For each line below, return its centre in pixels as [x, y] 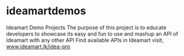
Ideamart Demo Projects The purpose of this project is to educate [86, 27]
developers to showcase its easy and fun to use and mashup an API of [92, 33]
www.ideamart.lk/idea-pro [38, 46]
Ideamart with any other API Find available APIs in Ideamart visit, [85, 40]
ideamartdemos [46, 11]
